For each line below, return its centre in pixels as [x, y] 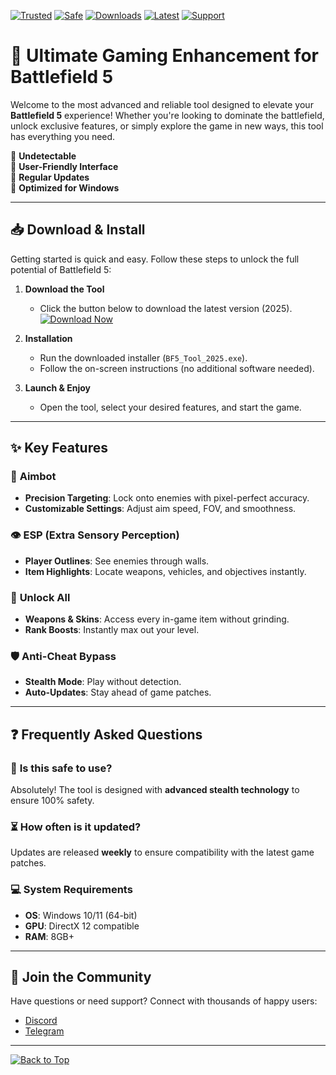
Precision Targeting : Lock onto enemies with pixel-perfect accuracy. [167, 498]
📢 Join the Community [81, 977]
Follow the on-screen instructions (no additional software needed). [177, 368]
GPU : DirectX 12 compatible [82, 926]
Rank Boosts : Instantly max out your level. [112, 630]
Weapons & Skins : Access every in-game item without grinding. [157, 619]
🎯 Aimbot [33, 477]
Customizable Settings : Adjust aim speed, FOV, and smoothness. [160, 509]
